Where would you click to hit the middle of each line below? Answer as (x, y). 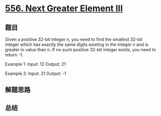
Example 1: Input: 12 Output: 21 (36, 64)
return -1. (14, 55)
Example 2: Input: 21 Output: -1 (36, 73)
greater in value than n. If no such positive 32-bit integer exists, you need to (80, 50)
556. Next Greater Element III (64, 8)
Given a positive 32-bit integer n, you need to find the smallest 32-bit (74, 39)
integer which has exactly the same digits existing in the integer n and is (77, 44)
